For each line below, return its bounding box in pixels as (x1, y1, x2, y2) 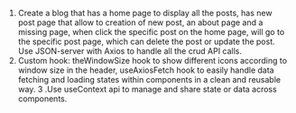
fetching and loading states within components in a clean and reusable (17, 74, 282, 84)
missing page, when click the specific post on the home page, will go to (17, 27, 285, 37)
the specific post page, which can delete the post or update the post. (17, 36, 275, 47)
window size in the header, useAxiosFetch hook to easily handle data (17, 65, 274, 75)
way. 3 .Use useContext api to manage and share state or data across (17, 84, 277, 94)
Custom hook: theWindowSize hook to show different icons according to (17, 56, 287, 65)
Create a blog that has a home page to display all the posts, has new (17, 8, 273, 18)
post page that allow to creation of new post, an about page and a (17, 17, 264, 28)
